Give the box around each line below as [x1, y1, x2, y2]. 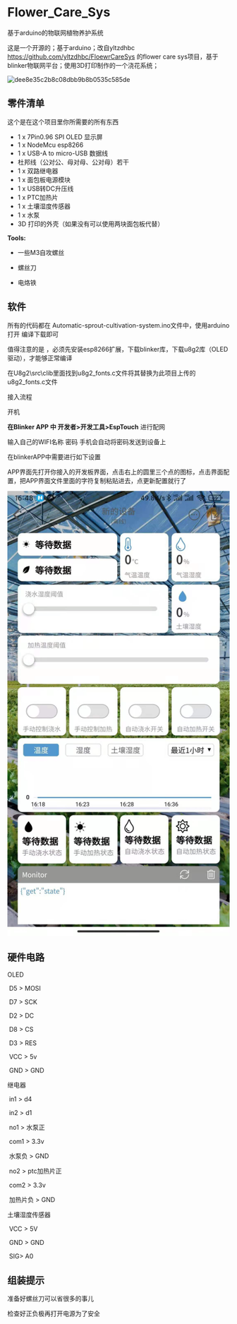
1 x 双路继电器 [17, 167, 59, 175]
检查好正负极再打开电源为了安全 [7, 1309, 100, 1318]
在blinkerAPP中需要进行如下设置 [7, 453, 101, 461]
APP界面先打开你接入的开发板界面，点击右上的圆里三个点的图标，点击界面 [7, 467, 224, 476]
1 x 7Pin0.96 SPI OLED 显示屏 [17, 132, 103, 141]
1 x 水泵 [17, 210, 40, 219]
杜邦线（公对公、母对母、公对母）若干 [17, 157, 129, 166]
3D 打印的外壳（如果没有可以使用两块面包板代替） [17, 220, 164, 228]
